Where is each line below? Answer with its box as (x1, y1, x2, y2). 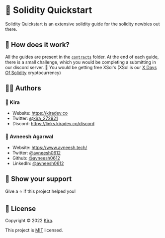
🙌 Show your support (5, 175, 72, 183)
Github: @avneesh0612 (12, 155, 61, 161)
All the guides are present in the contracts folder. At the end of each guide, (5, 54, 159, 60)
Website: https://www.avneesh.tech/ (12, 144, 87, 151)
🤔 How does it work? (5, 41, 70, 49)
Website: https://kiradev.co (12, 110, 68, 116)
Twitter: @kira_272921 (12, 115, 58, 121)
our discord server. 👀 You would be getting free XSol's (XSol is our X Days (5, 64, 157, 70)
